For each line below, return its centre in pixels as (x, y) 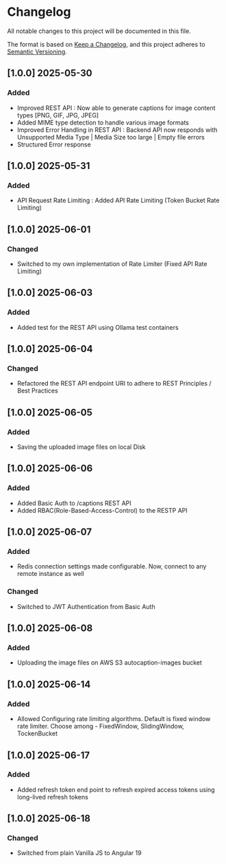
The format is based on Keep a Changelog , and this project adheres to (106, 44)
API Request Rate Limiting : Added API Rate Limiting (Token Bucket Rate (118, 201)
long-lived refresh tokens (53, 797)
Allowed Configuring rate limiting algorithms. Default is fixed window (114, 719)
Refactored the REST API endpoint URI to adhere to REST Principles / (114, 384)
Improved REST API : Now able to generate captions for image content (116, 108)
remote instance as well (50, 574)
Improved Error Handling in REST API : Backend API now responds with (117, 130)
